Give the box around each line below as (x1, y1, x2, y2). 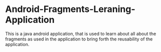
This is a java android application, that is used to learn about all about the (5, 30, 156, 36)
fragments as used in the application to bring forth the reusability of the (5, 36, 153, 42)
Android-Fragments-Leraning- (5, 3, 135, 15)
